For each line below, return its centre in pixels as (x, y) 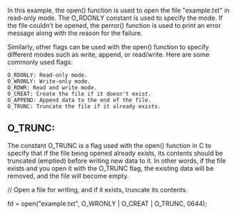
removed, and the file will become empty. (68, 176)
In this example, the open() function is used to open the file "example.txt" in (118, 10)
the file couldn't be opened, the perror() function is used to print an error (114, 25)
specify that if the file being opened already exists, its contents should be (115, 153)
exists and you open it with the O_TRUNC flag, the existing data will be (111, 168)
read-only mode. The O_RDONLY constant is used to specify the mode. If (115, 18)
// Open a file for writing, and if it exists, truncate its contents (97, 189)
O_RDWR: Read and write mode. (52, 88)
